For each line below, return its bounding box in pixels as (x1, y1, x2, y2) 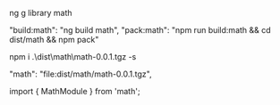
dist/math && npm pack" (9, 35, 99, 44)
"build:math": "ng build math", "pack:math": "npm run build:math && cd (9, 25, 271, 35)
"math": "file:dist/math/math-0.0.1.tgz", (9, 69, 152, 79)
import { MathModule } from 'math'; (9, 86, 140, 96)
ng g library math (9, 8, 73, 18)
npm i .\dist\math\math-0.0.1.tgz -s (9, 52, 137, 61)
